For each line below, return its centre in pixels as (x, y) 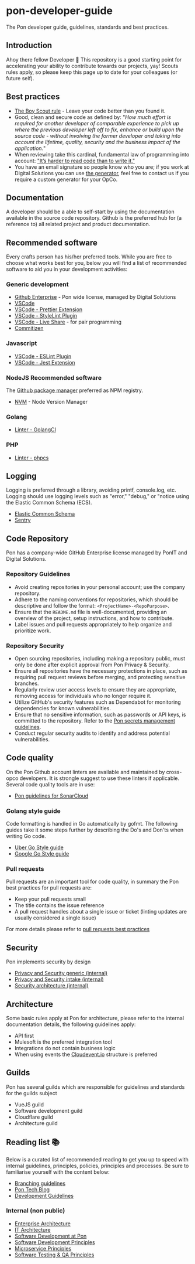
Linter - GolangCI (35, 430)
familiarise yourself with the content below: (58, 1172)
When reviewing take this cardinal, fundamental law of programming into (102, 154)
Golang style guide (34, 811)
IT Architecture (32, 1229)
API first (24, 1035)
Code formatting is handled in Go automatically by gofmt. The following (92, 824)
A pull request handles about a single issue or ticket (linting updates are (100, 912)
